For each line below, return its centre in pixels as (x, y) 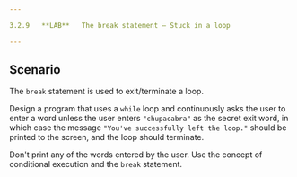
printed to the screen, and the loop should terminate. (107, 137)
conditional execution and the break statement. (96, 164)
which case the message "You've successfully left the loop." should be (148, 128)
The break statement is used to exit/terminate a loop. (107, 92)
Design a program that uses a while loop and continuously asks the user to (148, 109)
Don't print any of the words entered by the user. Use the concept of (136, 155)
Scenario (35, 70)
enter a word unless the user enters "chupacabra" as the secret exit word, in (149, 119)
